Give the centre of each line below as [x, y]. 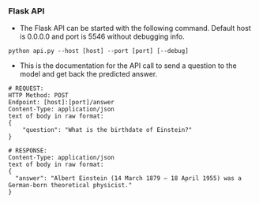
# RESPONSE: [28, 151]
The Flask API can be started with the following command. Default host [135, 28]
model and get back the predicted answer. [88, 74]
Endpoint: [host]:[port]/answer [61, 103]
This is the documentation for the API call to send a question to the [128, 66]
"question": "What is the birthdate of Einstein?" [107, 130]
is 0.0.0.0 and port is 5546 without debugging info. [102, 36]
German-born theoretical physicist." [70, 186]
